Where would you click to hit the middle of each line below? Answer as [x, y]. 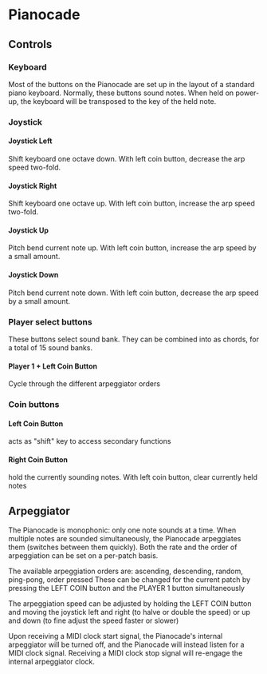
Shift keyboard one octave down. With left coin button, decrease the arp [127, 159]
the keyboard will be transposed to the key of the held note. [118, 101]
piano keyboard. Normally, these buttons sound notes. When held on [121, 93]
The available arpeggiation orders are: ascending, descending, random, [126, 571]
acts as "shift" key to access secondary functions [90, 441]
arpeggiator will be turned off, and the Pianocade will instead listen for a [126, 644]
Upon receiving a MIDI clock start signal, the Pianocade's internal [116, 636]
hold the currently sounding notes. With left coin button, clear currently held [133, 477]
